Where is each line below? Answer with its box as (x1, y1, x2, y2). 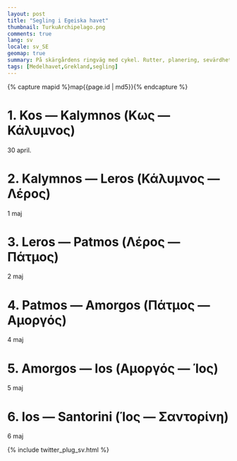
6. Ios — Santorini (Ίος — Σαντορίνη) (7, 409, 229, 425)
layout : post (7, 10, 46, 18)
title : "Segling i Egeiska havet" (7, 17, 109, 24)
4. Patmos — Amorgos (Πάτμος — (7, 297, 210, 313)
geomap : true (7, 50, 46, 57)
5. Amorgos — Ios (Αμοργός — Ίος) (7, 360, 219, 376)
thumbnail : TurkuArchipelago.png (7, 23, 106, 30)
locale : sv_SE (7, 43, 49, 50)
